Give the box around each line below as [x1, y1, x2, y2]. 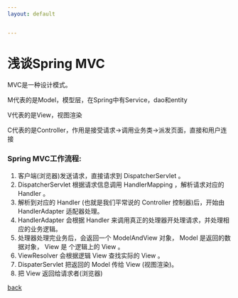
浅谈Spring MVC [7, 55, 105, 72]
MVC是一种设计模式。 [7, 80, 72, 89]
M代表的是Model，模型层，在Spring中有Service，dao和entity [7, 95, 188, 104]
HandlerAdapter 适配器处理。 [17, 206, 104, 215]
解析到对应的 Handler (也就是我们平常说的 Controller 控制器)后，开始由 [17, 198, 225, 206]
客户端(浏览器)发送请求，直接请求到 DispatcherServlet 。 [17, 171, 185, 180]
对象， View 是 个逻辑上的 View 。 [23, 242, 124, 250]
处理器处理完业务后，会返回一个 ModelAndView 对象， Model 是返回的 [17, 233, 225, 242]
